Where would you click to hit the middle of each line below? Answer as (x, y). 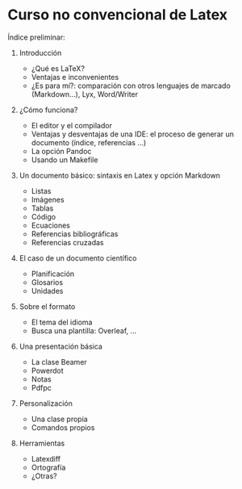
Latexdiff (46, 458)
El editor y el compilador (71, 125)
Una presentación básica (60, 346)
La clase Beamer (59, 362)
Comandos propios (63, 427)
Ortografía (48, 467)
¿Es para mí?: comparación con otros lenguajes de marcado (131, 86)
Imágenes (48, 199)
